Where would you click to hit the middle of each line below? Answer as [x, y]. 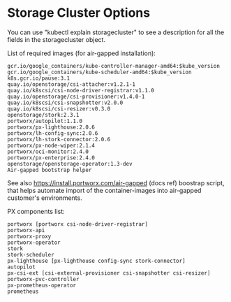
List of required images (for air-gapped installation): [81, 53]
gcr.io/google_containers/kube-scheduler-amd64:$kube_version [99, 72]
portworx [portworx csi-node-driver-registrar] [78, 224]
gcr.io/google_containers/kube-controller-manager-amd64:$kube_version [113, 66]
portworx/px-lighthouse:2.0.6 [51, 127]
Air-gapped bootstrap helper [50, 170]
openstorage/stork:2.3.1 [43, 115]
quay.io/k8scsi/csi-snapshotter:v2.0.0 [65, 103]
